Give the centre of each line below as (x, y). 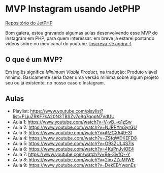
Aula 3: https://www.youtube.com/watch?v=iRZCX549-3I (72, 132)
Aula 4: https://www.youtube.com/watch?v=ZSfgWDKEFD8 (75, 138)
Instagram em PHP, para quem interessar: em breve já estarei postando (80, 38)
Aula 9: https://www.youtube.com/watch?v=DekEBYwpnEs (74, 165)
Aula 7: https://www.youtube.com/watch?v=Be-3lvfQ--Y (71, 154)
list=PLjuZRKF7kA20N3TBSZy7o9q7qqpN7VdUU (64, 116)
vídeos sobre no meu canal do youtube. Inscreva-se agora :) (69, 43)
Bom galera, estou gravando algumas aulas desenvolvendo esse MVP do (82, 33)
